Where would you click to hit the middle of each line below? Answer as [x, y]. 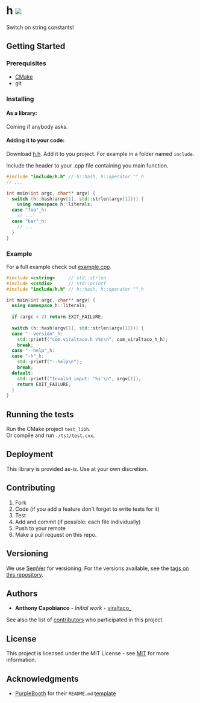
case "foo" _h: [29, 210]
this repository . [25, 574]
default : [23, 373]
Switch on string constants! [40, 27]
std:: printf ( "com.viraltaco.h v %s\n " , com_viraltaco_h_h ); [93, 339]
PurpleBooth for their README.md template [65, 693]
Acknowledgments [43, 679]
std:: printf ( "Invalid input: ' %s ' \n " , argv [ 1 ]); [79, 378]
